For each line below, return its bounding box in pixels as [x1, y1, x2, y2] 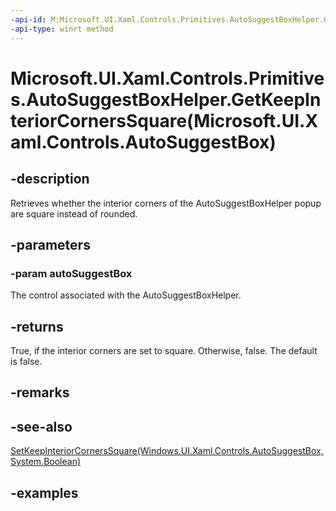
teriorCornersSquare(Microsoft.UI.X [10, 109, 319, 132]
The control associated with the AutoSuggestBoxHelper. [10, 289, 242, 301]
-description [10, 171, 90, 188]
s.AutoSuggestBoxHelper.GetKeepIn [10, 88, 322, 111]
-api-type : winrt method [10, 24, 114, 34]
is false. [10, 356, 43, 367]
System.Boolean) [10, 456, 82, 468]
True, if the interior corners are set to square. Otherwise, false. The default [10, 345, 318, 356]
